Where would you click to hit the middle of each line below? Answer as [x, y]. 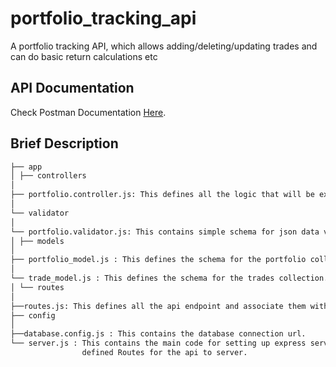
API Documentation [72, 88]
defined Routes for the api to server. [164, 353]
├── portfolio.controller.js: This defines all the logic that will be [162, 195]
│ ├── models [37, 241]
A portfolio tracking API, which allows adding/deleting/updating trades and [164, 46]
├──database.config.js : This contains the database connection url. [158, 334]
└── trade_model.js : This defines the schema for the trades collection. [169, 278]
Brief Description [64, 143]
